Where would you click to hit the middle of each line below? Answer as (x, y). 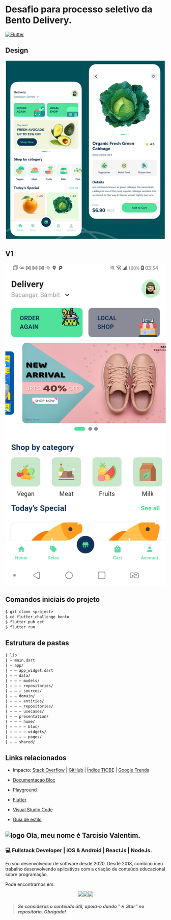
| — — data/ (18, 676)
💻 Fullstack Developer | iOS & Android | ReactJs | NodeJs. (79, 851)
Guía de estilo (27, 819)
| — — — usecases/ (25, 712)
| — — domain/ (20, 696)
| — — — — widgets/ (26, 732)
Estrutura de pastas (37, 643)
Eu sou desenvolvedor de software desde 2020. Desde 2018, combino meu (84, 863)
